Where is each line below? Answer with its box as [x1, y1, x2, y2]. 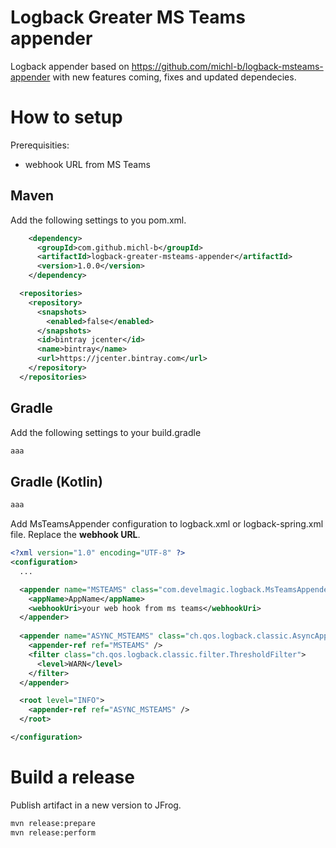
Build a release [10, 766, 135, 789]
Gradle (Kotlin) [10, 473, 103, 490]
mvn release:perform [10, 827, 97, 838]
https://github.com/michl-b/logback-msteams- [131, 60, 324, 72]
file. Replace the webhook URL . [10, 529, 141, 541]
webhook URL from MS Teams [24, 158, 151, 170]
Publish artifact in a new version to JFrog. [10, 799, 182, 811]
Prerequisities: [10, 139, 70, 151]
